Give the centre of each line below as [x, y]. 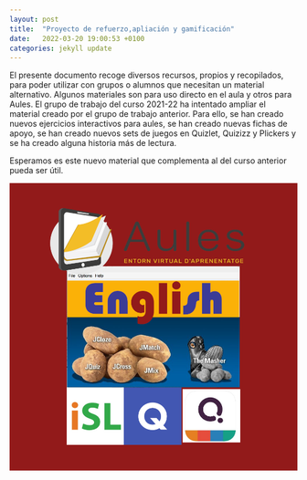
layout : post [34, 19]
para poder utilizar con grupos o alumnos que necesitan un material [137, 85]
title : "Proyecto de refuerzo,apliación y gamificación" [122, 29]
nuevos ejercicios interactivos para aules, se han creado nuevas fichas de [148, 124]
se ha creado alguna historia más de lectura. [93, 143]
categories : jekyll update [61, 48]
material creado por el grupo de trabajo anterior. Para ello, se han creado [147, 114]
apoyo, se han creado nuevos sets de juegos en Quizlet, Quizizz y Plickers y [153, 133]
